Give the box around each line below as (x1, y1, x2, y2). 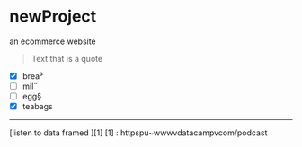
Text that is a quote (31, 53, 103, 64)
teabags (22, 101, 53, 112)
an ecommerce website (9, 36, 96, 47)
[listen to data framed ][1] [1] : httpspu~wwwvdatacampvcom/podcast (9, 127, 268, 138)
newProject (9, 6, 97, 27)
